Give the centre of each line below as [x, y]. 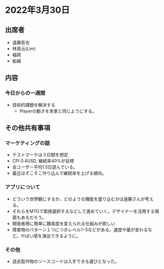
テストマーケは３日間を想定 [40, 155]
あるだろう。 [34, 217]
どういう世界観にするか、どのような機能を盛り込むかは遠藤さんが [79, 199]
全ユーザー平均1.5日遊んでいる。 [45, 167]
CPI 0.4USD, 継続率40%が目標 [43, 161]
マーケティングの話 [27, 143]
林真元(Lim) [24, 49]
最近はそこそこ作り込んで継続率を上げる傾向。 [59, 173]
